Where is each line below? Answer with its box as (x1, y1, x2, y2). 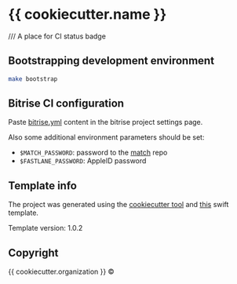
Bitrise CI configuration (8, 96, 124, 111)
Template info (8, 179, 77, 192)
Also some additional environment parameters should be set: (8, 133, 205, 142)
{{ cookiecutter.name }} (8, 5, 167, 24)
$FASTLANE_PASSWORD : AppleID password (19, 156, 147, 166)
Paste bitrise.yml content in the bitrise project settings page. (8, 118, 203, 127)
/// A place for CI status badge (8, 31, 106, 41)
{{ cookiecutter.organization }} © (8, 267, 115, 276)
